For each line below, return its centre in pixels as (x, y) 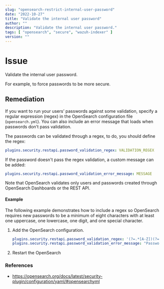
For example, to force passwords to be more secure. (58, 84)
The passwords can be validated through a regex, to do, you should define (80, 136)
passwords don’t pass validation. (38, 126)
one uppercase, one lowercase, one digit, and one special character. (74, 221)
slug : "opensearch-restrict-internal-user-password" (60, 10)
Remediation (25, 99)
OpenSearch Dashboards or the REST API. (48, 188)
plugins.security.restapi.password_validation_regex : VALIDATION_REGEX (80, 150)
